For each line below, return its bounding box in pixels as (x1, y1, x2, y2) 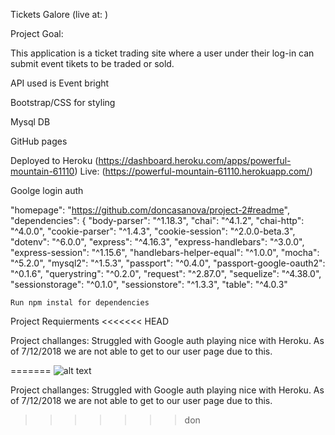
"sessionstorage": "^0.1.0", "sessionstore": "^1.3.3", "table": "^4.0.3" (10, 279, 288, 290)
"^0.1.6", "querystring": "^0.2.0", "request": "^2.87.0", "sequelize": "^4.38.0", (10, 268, 322, 279)
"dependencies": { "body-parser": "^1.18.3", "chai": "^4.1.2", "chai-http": (10, 215, 305, 226)
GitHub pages (10, 135, 68, 147)
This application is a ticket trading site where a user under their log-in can (10, 47, 315, 59)
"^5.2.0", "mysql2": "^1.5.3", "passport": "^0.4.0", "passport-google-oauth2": (10, 257, 326, 269)
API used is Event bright (10, 77, 110, 89)
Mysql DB (10, 116, 51, 128)
